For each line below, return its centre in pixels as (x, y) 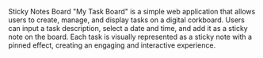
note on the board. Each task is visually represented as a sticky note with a (130, 37)
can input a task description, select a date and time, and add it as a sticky (128, 28)
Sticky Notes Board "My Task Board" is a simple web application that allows (132, 12)
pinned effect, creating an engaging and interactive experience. (112, 45)
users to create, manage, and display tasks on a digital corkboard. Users (127, 20)
